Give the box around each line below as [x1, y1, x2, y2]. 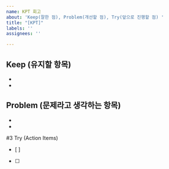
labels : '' [6, 25, 33, 31]
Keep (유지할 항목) [6, 59, 71, 69]
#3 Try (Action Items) [6, 134, 58, 141]
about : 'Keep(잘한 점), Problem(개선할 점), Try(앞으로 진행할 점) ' [6, 14, 164, 20]
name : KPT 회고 [6, 8, 42, 15]
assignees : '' [6, 31, 42, 37]
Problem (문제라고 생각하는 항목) [6, 100, 122, 110]
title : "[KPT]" [6, 20, 44, 25]
